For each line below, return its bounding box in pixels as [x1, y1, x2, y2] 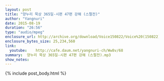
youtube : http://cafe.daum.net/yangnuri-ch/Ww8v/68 [9, 48, 123, 53]
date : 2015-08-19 [5, 20, 41, 26]
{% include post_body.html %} [5, 70, 67, 76]
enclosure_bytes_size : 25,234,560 [5, 39, 76, 44]
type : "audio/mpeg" [5, 30, 45, 35]
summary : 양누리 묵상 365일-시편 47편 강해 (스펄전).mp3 [5, 52, 111, 58]
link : [5, 43, 16, 48]
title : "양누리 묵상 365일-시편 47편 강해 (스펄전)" [5, 12, 100, 17]
